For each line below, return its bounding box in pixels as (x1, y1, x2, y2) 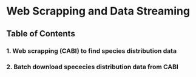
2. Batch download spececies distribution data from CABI (6, 62, 179, 71)
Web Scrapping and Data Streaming (6, 4, 190, 18)
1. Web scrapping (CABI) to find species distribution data (6, 47, 177, 55)
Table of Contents (6, 28, 76, 39)
